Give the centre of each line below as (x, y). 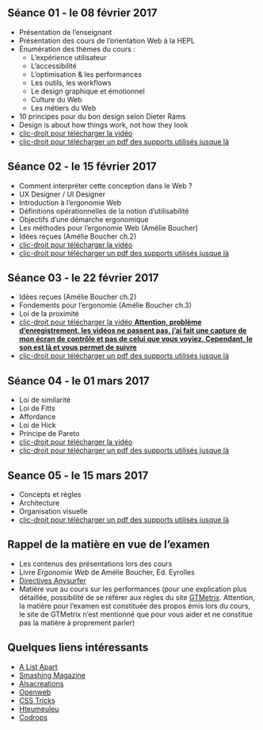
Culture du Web (56, 99)
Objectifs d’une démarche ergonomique (84, 219)
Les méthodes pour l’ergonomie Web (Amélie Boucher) (109, 227)
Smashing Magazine (52, 675)
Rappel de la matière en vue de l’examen (109, 545)
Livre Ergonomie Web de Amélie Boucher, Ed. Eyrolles (107, 572)
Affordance (37, 417)
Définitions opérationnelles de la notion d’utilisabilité (104, 211)
